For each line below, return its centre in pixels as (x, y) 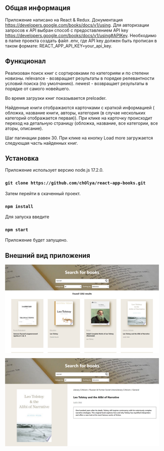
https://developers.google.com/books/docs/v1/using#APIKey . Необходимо (81, 35)
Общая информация (38, 8)
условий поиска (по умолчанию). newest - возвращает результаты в (76, 83)
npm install (19, 206)
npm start (17, 230)
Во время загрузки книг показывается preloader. (56, 98)
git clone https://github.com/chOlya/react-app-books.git (75, 183)
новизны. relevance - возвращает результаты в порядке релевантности (80, 78)
